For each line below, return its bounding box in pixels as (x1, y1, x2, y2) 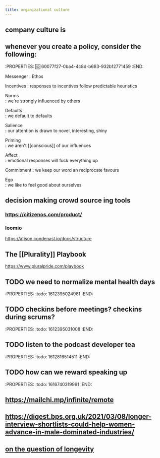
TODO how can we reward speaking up (5, 368, 128, 377)
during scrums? (5, 313, 55, 322)
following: (5, 50, 37, 59)
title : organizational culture (5, 7, 70, 12)
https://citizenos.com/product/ (5, 211, 82, 218)
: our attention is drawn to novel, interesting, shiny (5, 128, 107, 133)
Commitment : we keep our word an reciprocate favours (5, 167, 119, 173)
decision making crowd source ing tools (5, 196, 131, 205)
